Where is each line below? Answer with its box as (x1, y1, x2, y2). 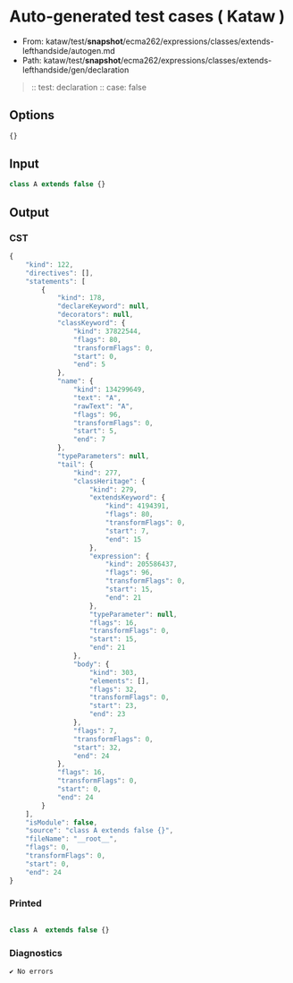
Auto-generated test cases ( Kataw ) (9, 6, 286, 27)
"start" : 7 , (105, 526, 150, 535)
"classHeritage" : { (72, 476, 146, 485)
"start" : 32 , (72, 743, 122, 752)
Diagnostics (9, 946, 63, 959)
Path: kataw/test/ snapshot (21, 55, 121, 65)
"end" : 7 (72, 435, 105, 444)
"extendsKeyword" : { (88, 493, 166, 502)
